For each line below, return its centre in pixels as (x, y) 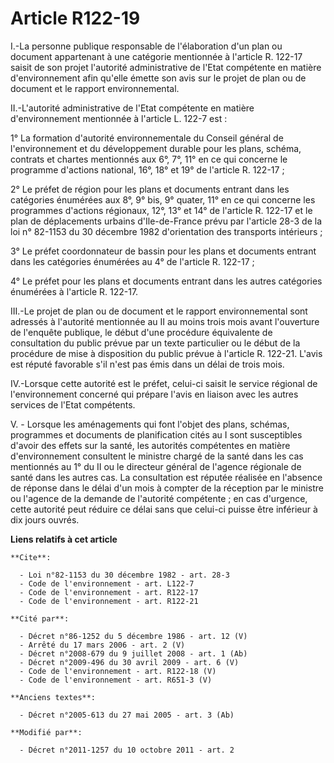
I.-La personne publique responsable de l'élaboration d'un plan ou (146, 46)
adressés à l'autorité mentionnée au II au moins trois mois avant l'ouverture (165, 321)
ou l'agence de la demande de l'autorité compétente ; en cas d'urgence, (159, 498)
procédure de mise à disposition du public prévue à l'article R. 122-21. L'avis (166, 353)
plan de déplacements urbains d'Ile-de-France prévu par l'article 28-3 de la (166, 221)
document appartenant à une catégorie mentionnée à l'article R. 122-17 (156, 56)
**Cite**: (31, 557)
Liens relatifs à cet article (64, 539)
